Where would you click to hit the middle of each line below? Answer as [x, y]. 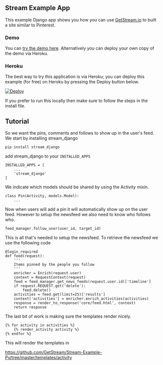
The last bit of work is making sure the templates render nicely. [68, 316]
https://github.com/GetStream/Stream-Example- [54, 352]
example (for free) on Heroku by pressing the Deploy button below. [72, 82]
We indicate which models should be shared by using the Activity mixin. [77, 187]
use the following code [28, 243]
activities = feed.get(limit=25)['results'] [60, 295]
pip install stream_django [32, 147]
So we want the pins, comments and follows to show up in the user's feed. [80, 133]
